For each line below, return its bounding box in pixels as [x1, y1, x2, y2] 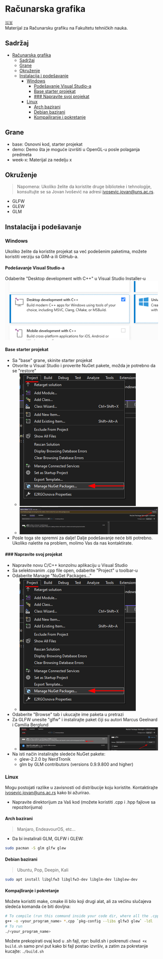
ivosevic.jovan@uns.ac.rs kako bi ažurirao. [5, 790, 91, 796]
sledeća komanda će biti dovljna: [5, 903, 71, 909]
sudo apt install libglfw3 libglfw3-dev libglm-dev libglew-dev [5, 877, 138, 882]
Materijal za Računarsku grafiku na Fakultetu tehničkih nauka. [5, 25, 128, 31]
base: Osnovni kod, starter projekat [12, 141, 83, 147]
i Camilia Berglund [12, 722, 49, 728]
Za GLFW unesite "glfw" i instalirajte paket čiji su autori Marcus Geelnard [12, 716, 158, 722]
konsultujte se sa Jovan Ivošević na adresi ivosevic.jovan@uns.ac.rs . [16, 189, 155, 195]
